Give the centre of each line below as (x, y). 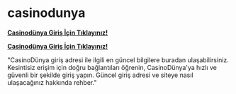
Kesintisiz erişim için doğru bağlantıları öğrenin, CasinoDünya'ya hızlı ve (112, 67)
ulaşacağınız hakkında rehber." (52, 82)
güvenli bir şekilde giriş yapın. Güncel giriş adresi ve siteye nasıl (100, 75)
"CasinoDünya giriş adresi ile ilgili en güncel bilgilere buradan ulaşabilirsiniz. (118, 60)
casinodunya (46, 13)
